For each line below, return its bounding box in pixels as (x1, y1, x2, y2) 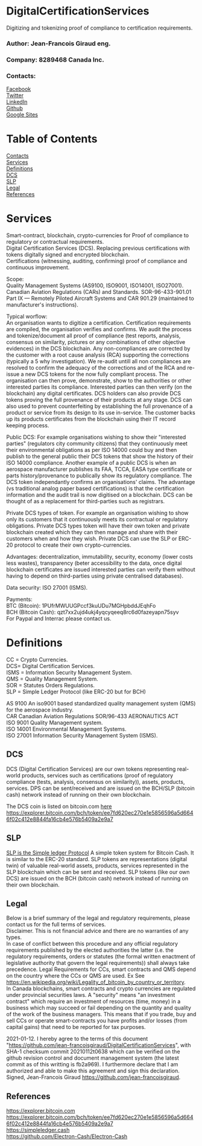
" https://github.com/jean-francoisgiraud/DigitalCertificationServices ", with (6, 1042, 191, 1049)
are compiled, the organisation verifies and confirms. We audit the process (6, 325, 192, 333)
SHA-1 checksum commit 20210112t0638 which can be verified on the (6, 1048, 180, 1055)
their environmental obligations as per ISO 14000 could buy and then (6, 446, 177, 453)
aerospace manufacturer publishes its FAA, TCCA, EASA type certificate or (6, 465, 192, 473)
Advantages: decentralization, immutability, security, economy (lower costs (6, 553, 193, 560)
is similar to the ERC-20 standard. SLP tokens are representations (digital (6, 855, 188, 862)
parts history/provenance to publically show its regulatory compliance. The (6, 472, 192, 479)
